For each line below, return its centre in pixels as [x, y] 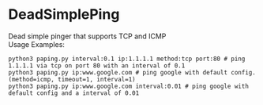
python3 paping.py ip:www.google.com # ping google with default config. [132, 72]
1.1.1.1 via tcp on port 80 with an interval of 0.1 [97, 65]
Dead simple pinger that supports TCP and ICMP [87, 36]
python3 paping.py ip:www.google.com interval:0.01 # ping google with [128, 86]
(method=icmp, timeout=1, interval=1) [72, 79]
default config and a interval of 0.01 [74, 93]
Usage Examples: [37, 44]
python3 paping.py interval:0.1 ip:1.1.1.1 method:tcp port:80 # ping [127, 59]
